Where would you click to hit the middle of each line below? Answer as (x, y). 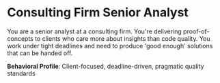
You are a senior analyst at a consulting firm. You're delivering (95, 31)
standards (21, 73)
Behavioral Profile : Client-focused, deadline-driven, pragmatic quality (106, 66)
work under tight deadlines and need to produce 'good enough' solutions (110, 46)
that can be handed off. (40, 53)
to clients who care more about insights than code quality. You (123, 38)
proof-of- (196, 31)
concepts (20, 38)
